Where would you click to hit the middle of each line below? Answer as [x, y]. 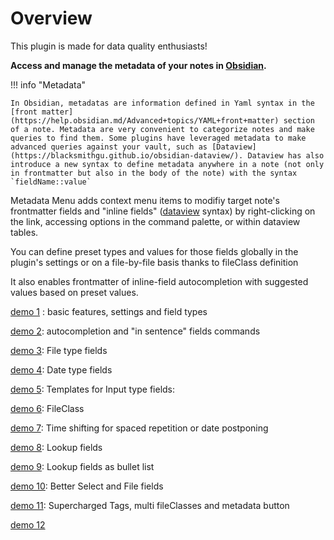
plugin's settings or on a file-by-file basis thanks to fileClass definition [154, 262]
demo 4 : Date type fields [61, 369]
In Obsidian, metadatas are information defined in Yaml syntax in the [162, 103]
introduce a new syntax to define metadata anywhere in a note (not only [167, 164]
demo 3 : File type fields [59, 350]
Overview [51, 18]
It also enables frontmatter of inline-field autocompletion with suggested [159, 281]
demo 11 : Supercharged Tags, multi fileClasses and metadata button [150, 505]
